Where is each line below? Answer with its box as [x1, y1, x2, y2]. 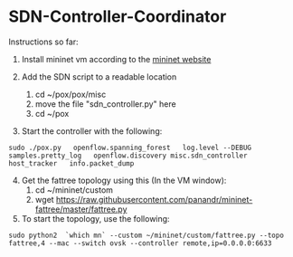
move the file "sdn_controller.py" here [34, 98, 177, 109]
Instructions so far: [8, 36, 79, 47]
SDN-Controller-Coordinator [8, 6, 227, 27]
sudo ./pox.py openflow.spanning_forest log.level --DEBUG [8, 143, 252, 152]
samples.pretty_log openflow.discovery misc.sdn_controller [8, 151, 248, 160]
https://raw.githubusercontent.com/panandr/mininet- [56, 194, 253, 205]
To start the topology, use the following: [21, 213, 170, 224]
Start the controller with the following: [21, 125, 163, 137]
